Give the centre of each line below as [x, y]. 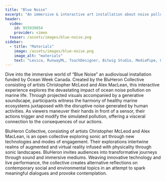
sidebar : [14, 42]
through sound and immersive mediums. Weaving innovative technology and [83, 158]
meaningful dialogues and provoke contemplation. [56, 173]
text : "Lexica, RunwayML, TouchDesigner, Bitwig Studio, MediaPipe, [86, 60]
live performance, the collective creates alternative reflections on [71, 163]
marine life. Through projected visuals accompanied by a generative [75, 95]
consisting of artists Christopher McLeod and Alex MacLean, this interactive [82, 85]
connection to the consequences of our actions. [54, 122]
